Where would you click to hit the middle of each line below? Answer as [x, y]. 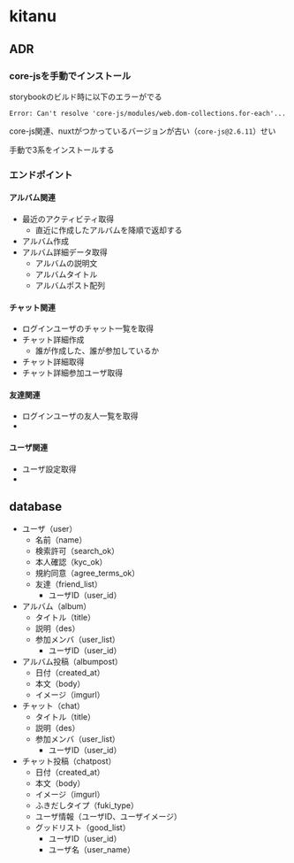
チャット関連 [32, 307]
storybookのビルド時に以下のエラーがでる [86, 96]
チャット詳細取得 [53, 362]
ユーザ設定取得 [49, 469]
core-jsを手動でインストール [70, 75]
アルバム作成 [45, 241]
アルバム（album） [57, 606]
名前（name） [61, 540]
